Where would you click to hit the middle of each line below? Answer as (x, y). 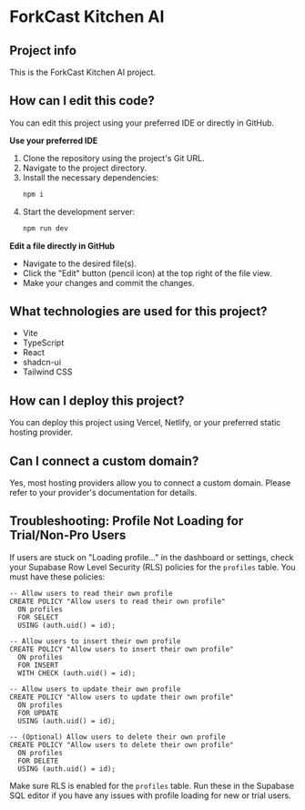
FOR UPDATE (38, 713)
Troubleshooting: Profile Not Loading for (127, 521)
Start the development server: (79, 211)
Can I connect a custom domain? (104, 461)
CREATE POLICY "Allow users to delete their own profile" (122, 744)
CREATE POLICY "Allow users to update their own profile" (122, 697)
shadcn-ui (42, 363)
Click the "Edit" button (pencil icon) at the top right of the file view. (147, 273)
